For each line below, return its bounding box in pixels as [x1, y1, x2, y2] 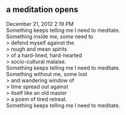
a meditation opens [6, 5, 78, 15]
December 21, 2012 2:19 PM [6, 20, 74, 27]
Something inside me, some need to [6, 32, 94, 40]
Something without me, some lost [6, 70, 88, 77]
